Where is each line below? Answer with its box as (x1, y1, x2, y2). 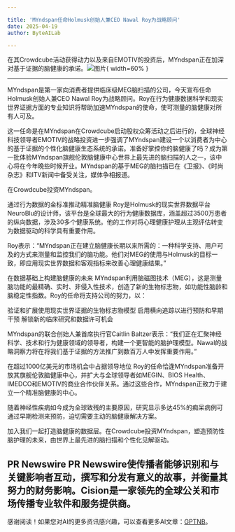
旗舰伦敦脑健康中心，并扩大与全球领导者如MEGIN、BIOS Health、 (19, 371, 210, 379)
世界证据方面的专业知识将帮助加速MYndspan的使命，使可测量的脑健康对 (7, 103, 216, 112)
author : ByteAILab (7, 29, 61, 36)
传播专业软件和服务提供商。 (16, 498, 136, 510)
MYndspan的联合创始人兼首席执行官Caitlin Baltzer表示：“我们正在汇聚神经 (7, 330, 222, 338)
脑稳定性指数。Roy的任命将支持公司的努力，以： (7, 291, 147, 300)
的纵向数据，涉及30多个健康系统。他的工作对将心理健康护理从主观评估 (7, 218, 211, 226)
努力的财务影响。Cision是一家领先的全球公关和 (7, 484, 211, 496)
